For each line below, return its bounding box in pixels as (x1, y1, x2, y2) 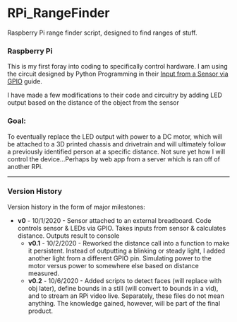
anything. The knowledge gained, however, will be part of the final (28, 299, 221, 307)
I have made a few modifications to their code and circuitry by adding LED (7, 91, 222, 100)
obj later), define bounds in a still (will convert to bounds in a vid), (28, 284, 219, 292)
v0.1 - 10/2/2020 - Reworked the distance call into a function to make (28, 238, 230, 247)
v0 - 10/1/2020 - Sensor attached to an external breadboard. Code (17, 216, 212, 224)
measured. (28, 269, 60, 277)
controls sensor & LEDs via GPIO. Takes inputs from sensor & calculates (17, 224, 226, 232)
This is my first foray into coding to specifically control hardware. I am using (7, 62, 228, 71)
